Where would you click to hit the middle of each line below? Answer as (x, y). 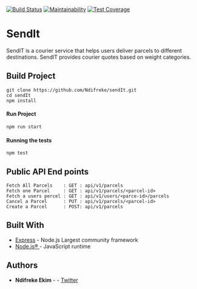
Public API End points (48, 172)
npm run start (24, 127)
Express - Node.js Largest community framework (76, 240)
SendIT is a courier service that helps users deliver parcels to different (94, 50)
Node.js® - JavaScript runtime (53, 246)
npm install (21, 101)
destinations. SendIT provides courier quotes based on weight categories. (99, 57)
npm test (17, 153)
